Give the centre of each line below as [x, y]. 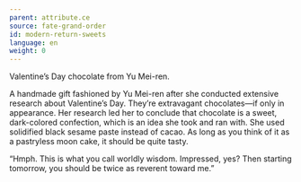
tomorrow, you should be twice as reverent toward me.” [112, 169]
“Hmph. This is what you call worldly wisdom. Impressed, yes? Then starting [150, 159]
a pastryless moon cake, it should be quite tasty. [99, 142]
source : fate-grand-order [58, 26]
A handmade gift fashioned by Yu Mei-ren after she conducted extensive [144, 94]
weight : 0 [28, 51]
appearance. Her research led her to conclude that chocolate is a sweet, [143, 113]
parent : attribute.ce [50, 17]
